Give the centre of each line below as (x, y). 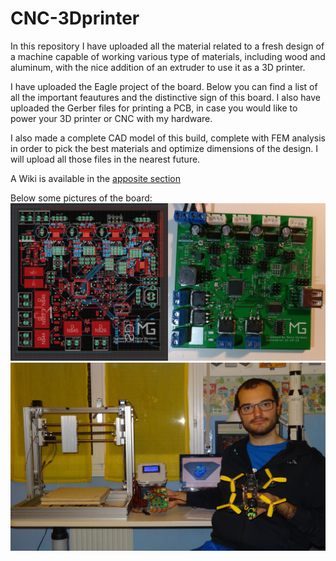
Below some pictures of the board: (81, 198)
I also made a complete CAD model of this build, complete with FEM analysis (168, 138)
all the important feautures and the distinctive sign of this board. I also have (165, 97)
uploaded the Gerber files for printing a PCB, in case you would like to (154, 108)
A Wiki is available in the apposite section (96, 178)
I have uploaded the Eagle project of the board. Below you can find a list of (164, 86)
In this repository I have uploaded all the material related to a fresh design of (167, 46)
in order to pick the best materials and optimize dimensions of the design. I (164, 148)
